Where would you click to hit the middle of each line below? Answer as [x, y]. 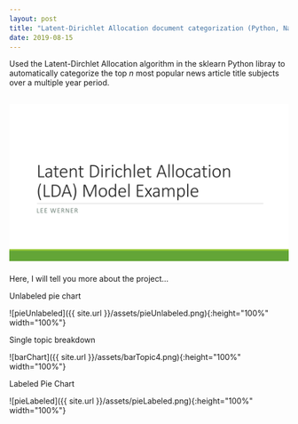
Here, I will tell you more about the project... [89, 278]
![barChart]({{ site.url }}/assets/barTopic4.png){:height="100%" [125, 356]
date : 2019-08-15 [41, 37]
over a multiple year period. [59, 83]
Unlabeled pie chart [45, 296]
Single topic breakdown [52, 340]
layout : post [33, 19]
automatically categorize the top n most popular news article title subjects [144, 73]
